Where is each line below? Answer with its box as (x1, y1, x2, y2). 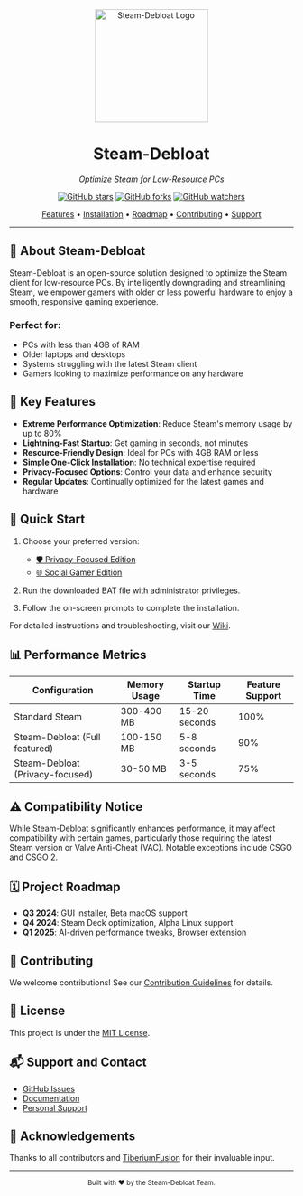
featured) (14, 742, 54, 755)
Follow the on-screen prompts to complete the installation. (22, 602, 240, 613)
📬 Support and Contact (9, 1055, 147, 1070)
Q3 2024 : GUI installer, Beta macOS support (22, 908, 188, 918)
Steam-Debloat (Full (14, 731, 101, 744)
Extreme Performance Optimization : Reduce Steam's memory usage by (22, 418, 293, 428)
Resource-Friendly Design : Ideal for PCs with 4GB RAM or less (22, 447, 259, 457)
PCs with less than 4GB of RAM (22, 339, 140, 351)
